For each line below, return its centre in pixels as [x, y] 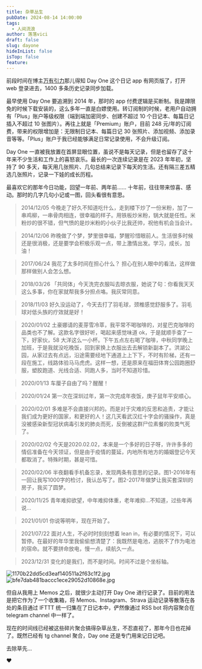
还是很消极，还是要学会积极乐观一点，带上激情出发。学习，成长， [103, 243]
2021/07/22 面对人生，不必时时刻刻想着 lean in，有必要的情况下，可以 [108, 534]
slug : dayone [23, 46]
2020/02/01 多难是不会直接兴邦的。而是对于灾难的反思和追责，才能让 [108, 408]
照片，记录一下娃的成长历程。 [59, 174]
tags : [13, 23]
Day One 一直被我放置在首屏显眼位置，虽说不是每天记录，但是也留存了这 [97, 151]
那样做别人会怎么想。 [47, 271]
